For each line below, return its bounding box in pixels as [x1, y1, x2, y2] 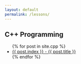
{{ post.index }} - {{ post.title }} [11, 49, 76, 55]
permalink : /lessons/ [4, 12, 50, 17]
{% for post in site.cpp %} [11, 43, 66, 50]
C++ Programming [4, 30, 63, 39]
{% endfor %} [11, 54, 41, 60]
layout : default [4, 7, 38, 12]
